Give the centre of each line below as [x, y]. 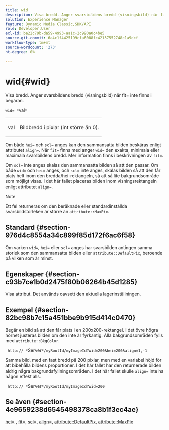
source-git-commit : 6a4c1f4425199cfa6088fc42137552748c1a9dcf [72, 38]
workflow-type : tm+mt [28, 43]
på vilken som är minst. [29, 258]
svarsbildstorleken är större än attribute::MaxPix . [57, 212]
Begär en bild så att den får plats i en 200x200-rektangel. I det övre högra [82, 330]
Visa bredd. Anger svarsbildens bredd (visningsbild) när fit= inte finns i [78, 95]
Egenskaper [25, 274]
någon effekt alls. [23, 376]
